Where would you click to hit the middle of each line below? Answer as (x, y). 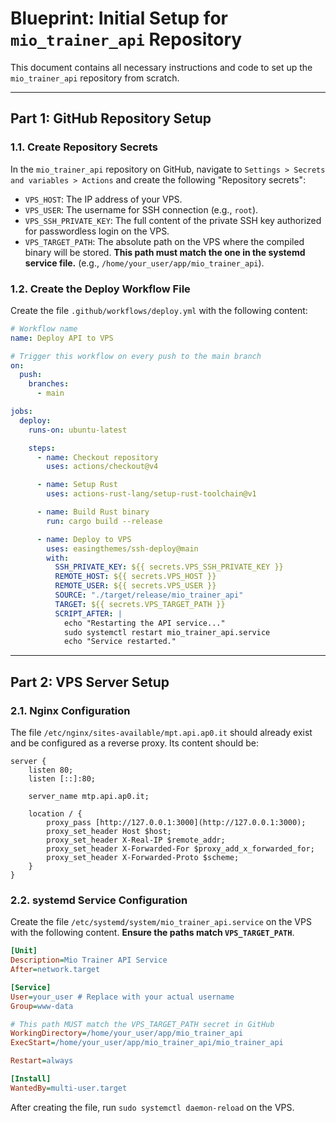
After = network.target (55, 970)
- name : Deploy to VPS (84, 539)
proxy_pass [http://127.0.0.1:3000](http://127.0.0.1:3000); (176, 822)
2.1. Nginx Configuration (70, 710)
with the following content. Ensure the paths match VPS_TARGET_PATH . (152, 933)
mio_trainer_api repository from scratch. (95, 78)
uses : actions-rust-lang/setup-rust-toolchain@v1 (151, 494)
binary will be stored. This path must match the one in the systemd (165, 252)
